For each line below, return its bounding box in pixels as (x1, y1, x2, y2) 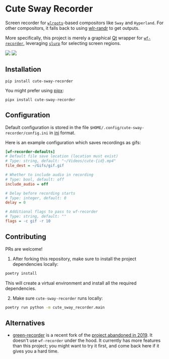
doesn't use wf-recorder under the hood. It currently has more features (12, 337, 161, 343)
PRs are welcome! (5, 246, 43, 252)
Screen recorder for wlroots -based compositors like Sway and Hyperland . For (5, 20, 164, 26)
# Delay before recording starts (5, 191, 76, 196)
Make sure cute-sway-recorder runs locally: (12, 295, 103, 301)
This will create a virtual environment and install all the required (5, 280, 137, 286)
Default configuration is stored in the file (5, 124, 89, 130)
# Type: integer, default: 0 (5, 195, 67, 201)
